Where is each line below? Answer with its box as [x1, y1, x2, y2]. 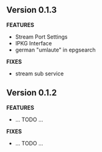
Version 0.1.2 [6, 88, 57, 98]
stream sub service [15, 70, 64, 77]
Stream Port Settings [15, 33, 68, 40]
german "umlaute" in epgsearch [15, 46, 96, 53]
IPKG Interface [15, 39, 52, 47]
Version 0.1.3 [6, 5, 57, 15]
